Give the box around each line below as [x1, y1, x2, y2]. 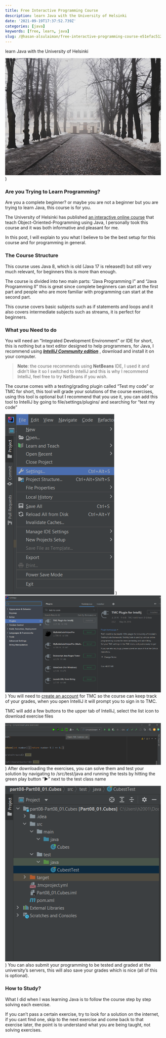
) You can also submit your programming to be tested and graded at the [5, 962, 151, 968]
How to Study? [5, 985, 41, 992]
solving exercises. [5, 1027, 42, 1033]
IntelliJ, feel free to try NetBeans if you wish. [17, 373, 108, 379]
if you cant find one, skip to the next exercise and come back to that [5, 1016, 144, 1022]
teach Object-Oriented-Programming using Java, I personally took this [5, 219, 148, 225]
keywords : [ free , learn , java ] [5, 29, 70, 34]
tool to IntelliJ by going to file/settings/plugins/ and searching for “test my [5, 399, 155, 405]
